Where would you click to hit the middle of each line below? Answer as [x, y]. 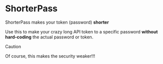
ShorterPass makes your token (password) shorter [57, 22]
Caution [13, 46]
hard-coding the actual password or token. [49, 37]
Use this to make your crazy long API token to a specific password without [81, 32]
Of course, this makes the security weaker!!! [50, 56]
